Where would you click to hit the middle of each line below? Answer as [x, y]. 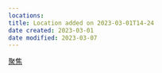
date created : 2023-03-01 [51, 30]
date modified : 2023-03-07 [53, 38]
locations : [26, 15]
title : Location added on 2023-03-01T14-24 [81, 23]
